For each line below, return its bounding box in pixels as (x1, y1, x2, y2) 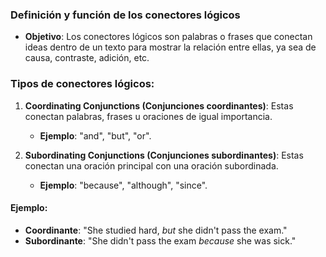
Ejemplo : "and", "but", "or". (39, 129, 152, 142)
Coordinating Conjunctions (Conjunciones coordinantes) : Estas (24, 99, 294, 112)
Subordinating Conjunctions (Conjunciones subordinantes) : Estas (24, 149, 304, 161)
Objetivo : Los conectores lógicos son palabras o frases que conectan (24, 31, 313, 43)
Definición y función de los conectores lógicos (10, 8, 241, 22)
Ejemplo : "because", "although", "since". (39, 179, 208, 191)
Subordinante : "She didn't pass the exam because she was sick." (24, 234, 297, 247)
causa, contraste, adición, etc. (24, 52, 150, 64)
